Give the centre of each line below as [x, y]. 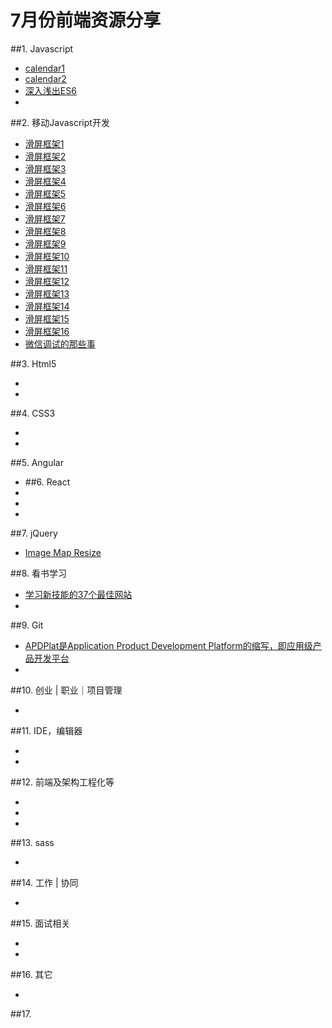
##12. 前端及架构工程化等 [62, 782]
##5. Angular [37, 462]
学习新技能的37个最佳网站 [78, 594]
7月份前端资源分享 [86, 20]
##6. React [47, 482]
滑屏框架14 [47, 306]
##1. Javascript [42, 48]
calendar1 [45, 68]
